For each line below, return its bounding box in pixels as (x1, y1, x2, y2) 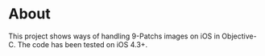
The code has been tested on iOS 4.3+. (17, 39, 148, 49)
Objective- (221, 31, 257, 41)
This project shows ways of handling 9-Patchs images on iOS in (8, 31, 220, 41)
